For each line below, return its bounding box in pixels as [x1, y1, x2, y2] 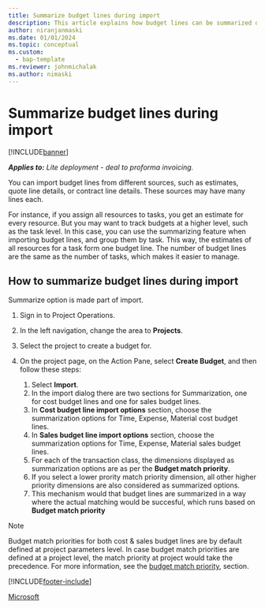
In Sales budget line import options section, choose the [31, 431, 215, 440]
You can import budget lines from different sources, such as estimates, [8, 177, 239, 187]
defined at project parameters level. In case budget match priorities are [8, 545, 240, 555]
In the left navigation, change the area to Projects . [19, 326, 183, 335]
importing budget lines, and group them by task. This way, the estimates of [8, 234, 252, 245]
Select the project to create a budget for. [19, 341, 152, 351]
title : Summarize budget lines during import [8, 11, 160, 20]
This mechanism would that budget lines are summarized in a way [31, 489, 247, 499]
